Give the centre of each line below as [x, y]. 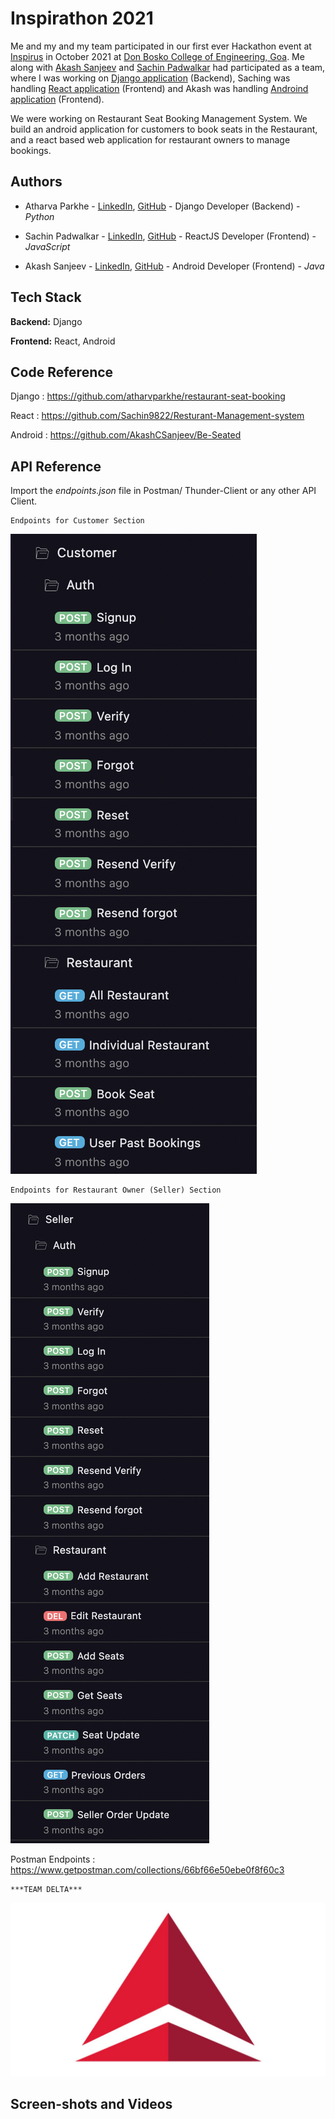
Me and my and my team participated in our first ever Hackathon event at [161, 46]
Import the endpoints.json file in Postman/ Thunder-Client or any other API [163, 491]
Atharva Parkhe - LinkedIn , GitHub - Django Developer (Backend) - [162, 206]
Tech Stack [46, 297]
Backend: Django [46, 321]
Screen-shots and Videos [91, 2104]
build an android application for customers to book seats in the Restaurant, [164, 129]
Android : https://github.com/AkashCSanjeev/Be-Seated [126, 435]
